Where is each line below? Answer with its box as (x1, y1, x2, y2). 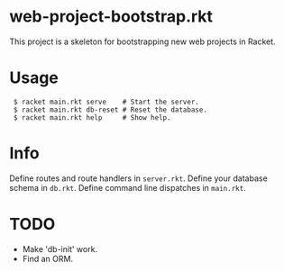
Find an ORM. (22, 253, 74, 264)
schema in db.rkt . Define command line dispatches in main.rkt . (9, 182, 246, 193)
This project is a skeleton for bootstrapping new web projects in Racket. (9, 36, 277, 47)
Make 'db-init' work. (22, 243, 97, 254)
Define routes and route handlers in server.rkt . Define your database (9, 173, 268, 184)
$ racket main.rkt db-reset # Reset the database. (13, 105, 207, 114)
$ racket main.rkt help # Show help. (13, 113, 171, 122)
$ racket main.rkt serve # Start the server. (13, 97, 200, 106)
